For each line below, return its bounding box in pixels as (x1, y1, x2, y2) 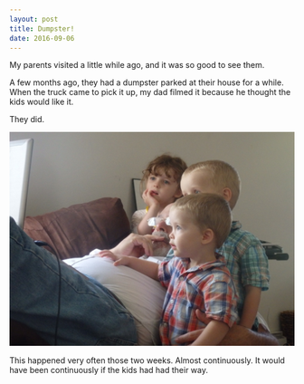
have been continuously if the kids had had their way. (9, 365, 209, 376)
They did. (9, 114, 45, 125)
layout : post (9, 14, 59, 24)
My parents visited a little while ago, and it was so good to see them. (9, 60, 265, 71)
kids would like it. (9, 96, 74, 108)
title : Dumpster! (9, 24, 75, 34)
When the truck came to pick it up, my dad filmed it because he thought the (9, 87, 291, 98)
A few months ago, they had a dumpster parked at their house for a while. (9, 77, 284, 88)
